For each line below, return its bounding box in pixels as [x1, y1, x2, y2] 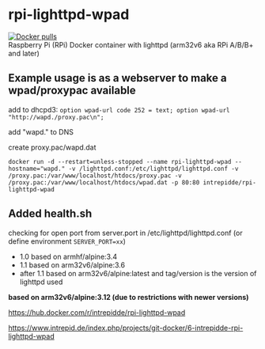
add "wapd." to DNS [8, 127, 74, 136]
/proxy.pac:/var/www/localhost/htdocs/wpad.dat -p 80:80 [8, 178, 200, 187]
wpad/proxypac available [8, 84, 136, 97]
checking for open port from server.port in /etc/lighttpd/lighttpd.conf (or [8, 228, 243, 237]
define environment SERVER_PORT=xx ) [8, 236, 127, 246]
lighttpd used [19, 277, 63, 286]
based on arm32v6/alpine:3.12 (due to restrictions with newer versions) [8, 292, 249, 302]
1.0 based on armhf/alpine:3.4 [19, 252, 117, 261]
